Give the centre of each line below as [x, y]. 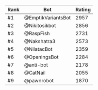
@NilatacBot [38, 49]
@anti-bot [36, 65]
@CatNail [35, 73]
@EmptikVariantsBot [48, 18]
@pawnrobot [39, 81]
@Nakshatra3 [40, 41]
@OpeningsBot [41, 57]
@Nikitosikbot [40, 25]
